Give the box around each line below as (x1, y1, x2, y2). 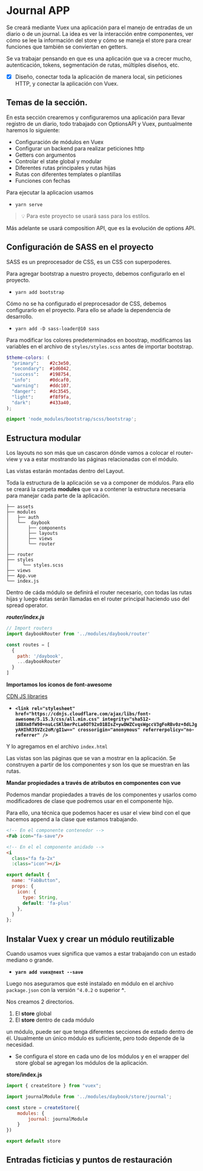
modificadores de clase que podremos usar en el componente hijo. (6, 798, 174, 805)
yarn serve (15, 202, 43, 208)
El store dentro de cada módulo (15, 1016, 95, 1023)
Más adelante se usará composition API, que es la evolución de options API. (6, 224, 196, 231)
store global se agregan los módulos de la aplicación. (15, 1059, 148, 1066)
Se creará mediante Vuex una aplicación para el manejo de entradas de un (6, 24, 193, 31)
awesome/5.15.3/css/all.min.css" (15, 716, 100, 722)
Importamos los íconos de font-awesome (6, 681, 112, 688)
